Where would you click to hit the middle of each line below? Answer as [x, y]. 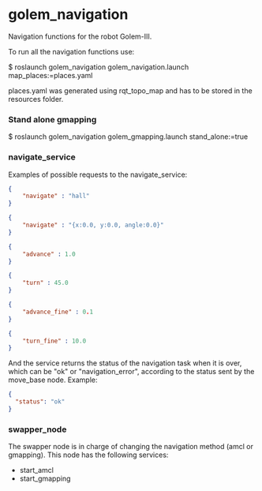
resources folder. [36, 99]
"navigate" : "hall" [56, 196]
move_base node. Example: [53, 380]
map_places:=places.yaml [51, 75]
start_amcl [36, 470]
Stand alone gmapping [52, 119]
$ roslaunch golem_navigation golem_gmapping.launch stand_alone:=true [128, 137]
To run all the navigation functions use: [71, 51]
